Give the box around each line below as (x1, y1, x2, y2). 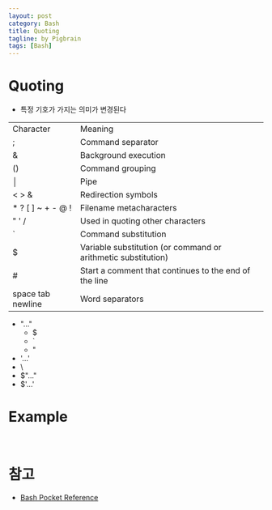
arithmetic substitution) (79, 252, 168, 263)
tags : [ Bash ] (8, 42, 53, 50)
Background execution (79, 150, 166, 161)
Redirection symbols (79, 189, 158, 201)
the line (79, 275, 108, 287)
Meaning (79, 123, 114, 134)
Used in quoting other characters (79, 215, 206, 227)
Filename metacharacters (79, 202, 177, 214)
